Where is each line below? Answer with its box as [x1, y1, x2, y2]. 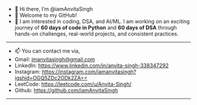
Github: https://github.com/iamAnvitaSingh [14, 87, 118, 93]
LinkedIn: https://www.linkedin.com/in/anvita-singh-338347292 [14, 62, 169, 69]
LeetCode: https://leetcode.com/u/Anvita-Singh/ [14, 80, 132, 87]
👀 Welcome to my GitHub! [14, 12, 77, 19]
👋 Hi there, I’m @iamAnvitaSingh [14, 6, 93, 12]
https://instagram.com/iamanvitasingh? [42, 68, 137, 75]
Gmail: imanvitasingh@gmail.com [14, 56, 96, 62]
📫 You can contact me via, [14, 47, 80, 54]
